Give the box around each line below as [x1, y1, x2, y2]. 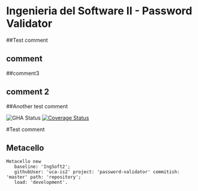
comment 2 [6, 87, 49, 97]
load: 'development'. [14, 180, 68, 186]
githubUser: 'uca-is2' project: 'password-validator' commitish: [14, 169, 180, 175]
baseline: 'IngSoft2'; [14, 164, 70, 170]
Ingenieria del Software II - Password [6, 4, 193, 18]
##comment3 [6, 70, 40, 77]
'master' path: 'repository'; [6, 174, 82, 180]
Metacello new [6, 159, 42, 165]
